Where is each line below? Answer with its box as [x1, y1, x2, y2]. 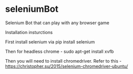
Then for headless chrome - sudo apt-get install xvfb [5, 48, 114, 54]
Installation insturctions [5, 29, 53, 35]
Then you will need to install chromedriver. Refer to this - [5, 58, 122, 64]
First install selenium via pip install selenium [5, 38, 95, 45]
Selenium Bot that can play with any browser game [5, 20, 110, 26]
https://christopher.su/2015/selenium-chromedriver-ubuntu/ [5, 63, 128, 69]
